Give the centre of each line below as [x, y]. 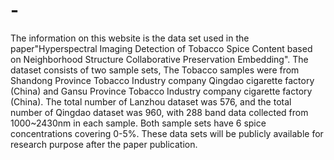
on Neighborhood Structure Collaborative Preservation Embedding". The [159, 59]
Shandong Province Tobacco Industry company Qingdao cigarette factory [162, 80]
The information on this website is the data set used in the [130, 38]
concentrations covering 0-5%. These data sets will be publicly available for [167, 133]
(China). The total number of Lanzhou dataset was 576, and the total [151, 101]
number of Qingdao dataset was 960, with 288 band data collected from [159, 112]
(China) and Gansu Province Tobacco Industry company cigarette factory [161, 91]
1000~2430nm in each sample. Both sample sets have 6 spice [138, 123]
